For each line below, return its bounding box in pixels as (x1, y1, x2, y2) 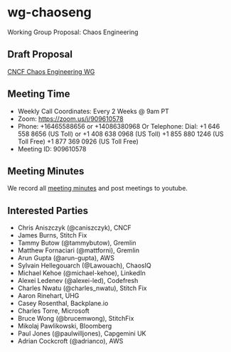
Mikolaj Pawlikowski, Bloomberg (17, 321, 112, 331)
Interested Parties (7, 204, 89, 217)
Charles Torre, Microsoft (17, 306, 90, 315)
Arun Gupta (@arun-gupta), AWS (17, 254, 115, 262)
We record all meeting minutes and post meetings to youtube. (7, 184, 188, 193)
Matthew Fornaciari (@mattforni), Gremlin (17, 246, 140, 255)
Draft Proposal (7, 48, 73, 60)
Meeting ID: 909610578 (17, 144, 87, 153)
